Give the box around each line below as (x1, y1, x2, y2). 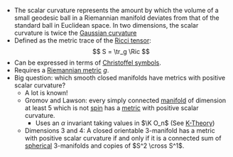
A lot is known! (24, 89, 69, 97)
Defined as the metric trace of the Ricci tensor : (13, 36, 151, 45)
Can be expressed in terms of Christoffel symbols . (13, 58, 162, 67)
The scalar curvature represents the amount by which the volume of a (13, 6, 219, 14)
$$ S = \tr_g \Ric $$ (92, 48, 151, 55)
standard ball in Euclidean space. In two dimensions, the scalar (13, 21, 199, 29)
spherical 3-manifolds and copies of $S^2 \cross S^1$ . (24, 141, 185, 150)
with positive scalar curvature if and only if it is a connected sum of (24, 134, 222, 142)
